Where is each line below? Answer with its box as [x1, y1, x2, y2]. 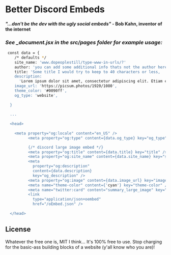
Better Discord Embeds [5, 4, 105, 15]
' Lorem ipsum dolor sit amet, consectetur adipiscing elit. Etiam [18, 79, 163, 84]
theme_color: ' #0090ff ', [14, 88, 67, 94]
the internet [5, 26, 31, 32]
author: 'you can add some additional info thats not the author [14, 65, 156, 70]
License [5, 225, 31, 234]
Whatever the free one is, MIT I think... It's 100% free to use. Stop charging [5, 238, 162, 245]
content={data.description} [32, 168, 93, 174]
